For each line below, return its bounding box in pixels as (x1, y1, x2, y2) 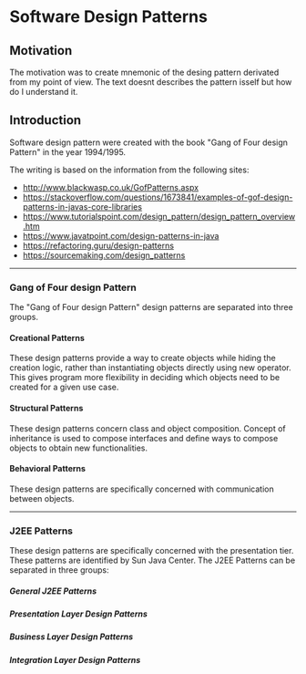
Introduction (9, 112, 82, 129)
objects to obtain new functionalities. (9, 442, 148, 453)
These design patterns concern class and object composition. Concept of (9, 422, 287, 434)
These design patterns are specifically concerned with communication (9, 483, 275, 494)
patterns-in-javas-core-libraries (22, 201, 143, 212)
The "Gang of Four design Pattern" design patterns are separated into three (9, 302, 293, 313)
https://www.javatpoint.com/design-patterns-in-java (22, 230, 219, 241)
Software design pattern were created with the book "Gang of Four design (9, 137, 289, 148)
